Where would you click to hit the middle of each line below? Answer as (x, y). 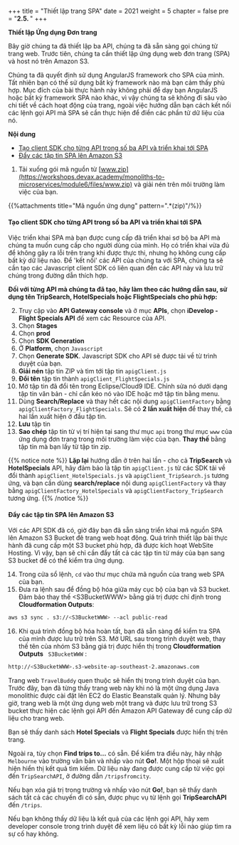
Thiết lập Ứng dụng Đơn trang (53, 32)
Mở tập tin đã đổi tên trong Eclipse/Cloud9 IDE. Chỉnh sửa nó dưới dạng (123, 386)
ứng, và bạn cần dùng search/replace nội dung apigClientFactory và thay (117, 483)
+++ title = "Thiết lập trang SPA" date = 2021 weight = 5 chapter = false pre (118, 11)
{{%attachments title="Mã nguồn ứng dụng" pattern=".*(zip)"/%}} (105, 206)
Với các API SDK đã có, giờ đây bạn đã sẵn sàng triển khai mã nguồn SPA (116, 531)
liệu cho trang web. (36, 718)
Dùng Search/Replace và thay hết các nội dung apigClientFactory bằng (124, 401)
